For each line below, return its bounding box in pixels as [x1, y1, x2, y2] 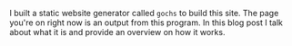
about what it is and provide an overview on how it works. [9, 27, 226, 37]
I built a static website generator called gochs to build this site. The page [9, 8, 279, 18]
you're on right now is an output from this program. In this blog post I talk [9, 17, 284, 28]
